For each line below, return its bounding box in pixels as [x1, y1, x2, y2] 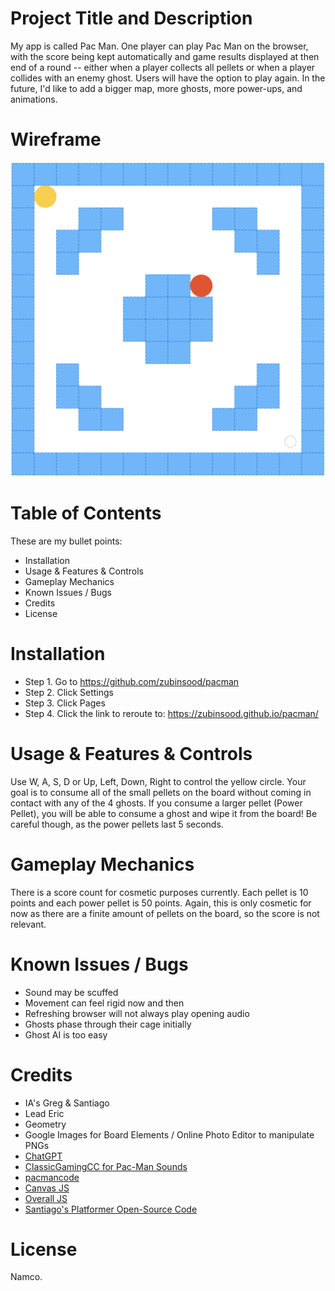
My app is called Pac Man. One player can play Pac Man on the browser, [10, 40, 309, 52]
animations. [10, 93, 58, 105]
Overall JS [24, 1192, 68, 1204]
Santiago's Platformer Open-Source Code [24, 1203, 198, 1215]
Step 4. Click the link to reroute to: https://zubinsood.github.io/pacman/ [24, 707, 319, 719]
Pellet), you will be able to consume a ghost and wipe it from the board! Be [10, 807, 318, 819]
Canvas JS [24, 1182, 70, 1194]
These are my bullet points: [10, 535, 123, 547]
